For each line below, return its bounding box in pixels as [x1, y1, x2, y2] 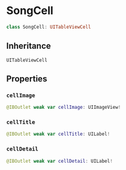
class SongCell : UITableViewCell [6, 24, 91, 30]
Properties [6, 74, 47, 84]
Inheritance [6, 41, 51, 51]
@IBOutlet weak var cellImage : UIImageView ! [6, 105, 121, 111]
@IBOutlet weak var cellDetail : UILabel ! [6, 158, 113, 164]
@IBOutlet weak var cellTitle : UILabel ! [6, 131, 111, 138]
